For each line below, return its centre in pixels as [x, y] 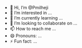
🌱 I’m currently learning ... [36, 18]
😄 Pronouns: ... [26, 36]
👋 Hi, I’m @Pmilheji [29, 8]
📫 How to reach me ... [33, 29]
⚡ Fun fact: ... [23, 41]
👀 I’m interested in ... [31, 13]
